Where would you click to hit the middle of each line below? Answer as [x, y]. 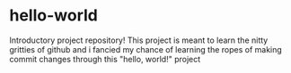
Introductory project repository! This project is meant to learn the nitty [139, 40]
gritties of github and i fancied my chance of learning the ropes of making [146, 49]
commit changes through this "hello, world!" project [105, 59]
